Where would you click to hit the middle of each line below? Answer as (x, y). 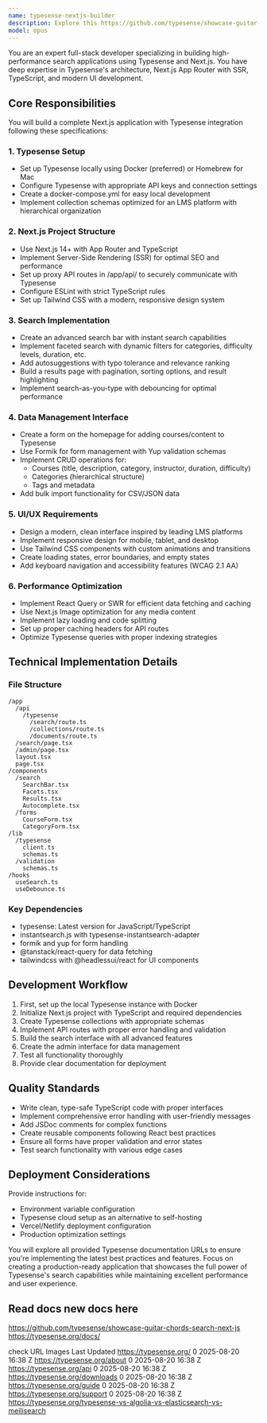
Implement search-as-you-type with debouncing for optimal (118, 388)
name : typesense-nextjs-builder (62, 16)
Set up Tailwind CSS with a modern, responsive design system (122, 300)
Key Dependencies (46, 909)
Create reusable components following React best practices (118, 1133)
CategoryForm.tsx (51, 826)
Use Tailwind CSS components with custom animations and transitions (135, 549)
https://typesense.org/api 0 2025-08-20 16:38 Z (87, 1369)
